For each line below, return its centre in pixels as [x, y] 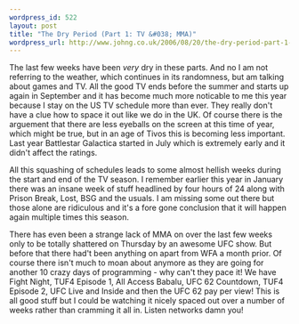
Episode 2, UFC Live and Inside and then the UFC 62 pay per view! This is [145, 291]
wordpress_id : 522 [43, 17]
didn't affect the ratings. [53, 153]
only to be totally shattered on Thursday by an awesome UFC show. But [141, 244]
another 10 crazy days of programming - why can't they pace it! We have [143, 272]
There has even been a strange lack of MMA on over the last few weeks [141, 235]
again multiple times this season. [69, 217]
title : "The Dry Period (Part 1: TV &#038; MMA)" [103, 34]
